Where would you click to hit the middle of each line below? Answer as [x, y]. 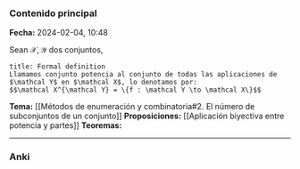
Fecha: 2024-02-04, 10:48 [59, 33]
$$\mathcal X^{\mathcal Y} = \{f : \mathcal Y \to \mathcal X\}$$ [135, 90]
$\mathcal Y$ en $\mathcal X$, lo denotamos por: [104, 83]
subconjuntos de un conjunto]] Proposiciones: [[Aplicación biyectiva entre [147, 116]
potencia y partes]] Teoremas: [66, 125]
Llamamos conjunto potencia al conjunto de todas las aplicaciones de [143, 75]
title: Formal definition [57, 67]
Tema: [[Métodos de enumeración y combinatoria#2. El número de [132, 107]
